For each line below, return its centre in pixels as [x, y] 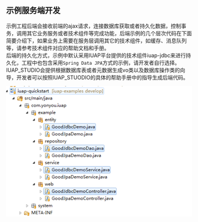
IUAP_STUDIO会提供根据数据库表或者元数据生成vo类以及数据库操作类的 [93, 70]
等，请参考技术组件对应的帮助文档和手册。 [58, 48]
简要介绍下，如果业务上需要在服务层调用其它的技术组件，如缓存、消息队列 [96, 41]
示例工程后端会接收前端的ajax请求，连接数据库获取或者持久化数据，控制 [94, 26]
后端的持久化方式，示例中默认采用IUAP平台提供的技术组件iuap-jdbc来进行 [96, 55]
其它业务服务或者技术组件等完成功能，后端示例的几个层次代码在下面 [109, 33]
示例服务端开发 [33, 11]
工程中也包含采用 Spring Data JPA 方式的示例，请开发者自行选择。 [101, 62]
